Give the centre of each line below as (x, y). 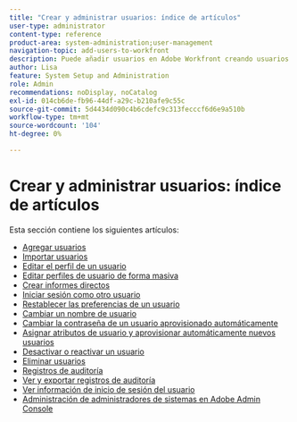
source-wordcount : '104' (55, 126)
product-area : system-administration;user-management (111, 42)
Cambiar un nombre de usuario (79, 313)
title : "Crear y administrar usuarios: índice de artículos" (125, 17)
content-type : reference (55, 34)
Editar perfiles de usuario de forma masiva (100, 275)
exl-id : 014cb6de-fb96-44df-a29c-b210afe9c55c (97, 101)
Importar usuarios (55, 257)
